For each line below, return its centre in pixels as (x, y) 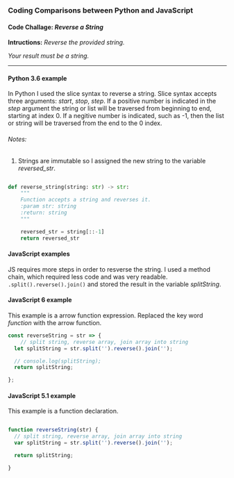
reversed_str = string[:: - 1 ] (62, 231)
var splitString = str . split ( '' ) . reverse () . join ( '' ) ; (93, 443)
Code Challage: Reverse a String (56, 27)
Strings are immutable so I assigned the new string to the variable (112, 160)
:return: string (44, 213)
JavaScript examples (39, 254)
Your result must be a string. (49, 56)
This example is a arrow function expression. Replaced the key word (106, 315)
